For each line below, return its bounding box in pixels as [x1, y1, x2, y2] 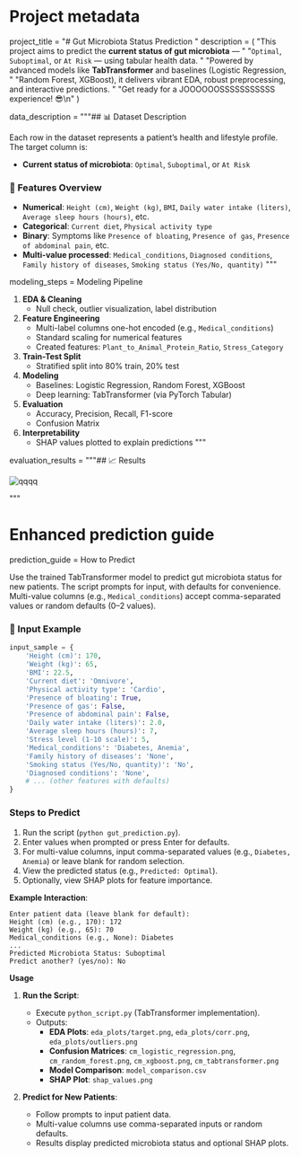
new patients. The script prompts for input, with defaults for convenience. [9, 581, 281, 592]
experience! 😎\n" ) [9, 93, 81, 104]
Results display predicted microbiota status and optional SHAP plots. [35, 1137, 289, 1148]
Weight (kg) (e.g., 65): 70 [9, 925, 115, 934]
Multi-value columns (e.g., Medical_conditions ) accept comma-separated [9, 591, 281, 602]
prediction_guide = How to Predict [9, 554, 136, 565]
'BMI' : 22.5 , [25, 668, 74, 677]
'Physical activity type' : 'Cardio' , [25, 684, 167, 693]
